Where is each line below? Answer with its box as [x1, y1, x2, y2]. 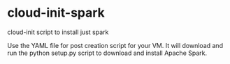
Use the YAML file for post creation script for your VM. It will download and [7, 41, 224, 49]
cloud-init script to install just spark [7, 28, 109, 36]
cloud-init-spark [7, 5, 105, 21]
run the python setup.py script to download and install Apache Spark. [7, 49, 208, 57]
